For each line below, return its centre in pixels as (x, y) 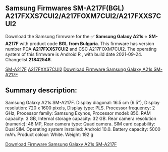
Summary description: (41, 91)
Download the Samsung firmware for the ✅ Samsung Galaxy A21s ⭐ (76, 36)
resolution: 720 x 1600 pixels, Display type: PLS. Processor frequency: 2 (80, 108)
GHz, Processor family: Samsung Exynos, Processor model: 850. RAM (78, 113)
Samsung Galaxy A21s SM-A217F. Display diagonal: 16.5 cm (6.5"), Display (82, 102)
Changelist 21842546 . (29, 59)
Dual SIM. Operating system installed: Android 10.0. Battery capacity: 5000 (83, 129)
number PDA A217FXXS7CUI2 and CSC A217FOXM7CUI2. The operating (81, 49)
